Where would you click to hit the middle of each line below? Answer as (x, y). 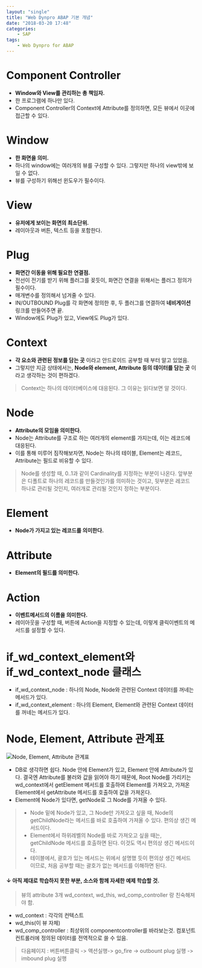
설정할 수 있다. (48, 630)
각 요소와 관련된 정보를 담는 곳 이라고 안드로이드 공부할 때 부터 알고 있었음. (102, 360)
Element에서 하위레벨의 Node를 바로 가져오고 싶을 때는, (96, 835)
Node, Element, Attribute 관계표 (85, 739)
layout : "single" (28, 12)
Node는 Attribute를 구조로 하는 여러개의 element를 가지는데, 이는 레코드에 (103, 438)
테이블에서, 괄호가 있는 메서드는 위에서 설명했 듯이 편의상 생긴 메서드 (110, 858)
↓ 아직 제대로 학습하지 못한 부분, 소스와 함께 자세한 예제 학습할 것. (83, 880)
